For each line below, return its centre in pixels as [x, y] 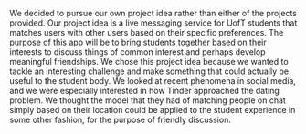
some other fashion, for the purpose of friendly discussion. [120, 119]
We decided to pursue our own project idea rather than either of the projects [153, 13]
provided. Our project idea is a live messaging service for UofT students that [153, 23]
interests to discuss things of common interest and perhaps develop [138, 52]
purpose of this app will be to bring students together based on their [138, 42]
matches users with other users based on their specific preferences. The [147, 32]
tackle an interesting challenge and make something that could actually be [149, 71]
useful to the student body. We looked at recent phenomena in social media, [153, 81]
